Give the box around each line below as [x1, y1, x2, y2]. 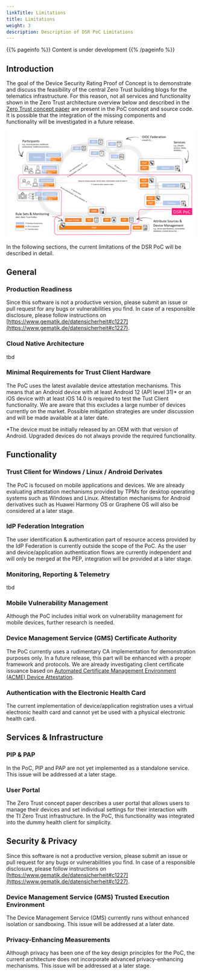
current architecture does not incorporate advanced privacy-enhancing [6, 956, 184, 963]
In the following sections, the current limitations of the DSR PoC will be [6, 243, 182, 250]
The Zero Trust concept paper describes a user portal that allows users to [6, 799, 190, 807]
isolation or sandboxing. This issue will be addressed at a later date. [6, 921, 175, 928]
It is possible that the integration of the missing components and [6, 112, 166, 119]
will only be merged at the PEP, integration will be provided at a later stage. [6, 555, 192, 562]
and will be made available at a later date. [6, 414, 110, 421]
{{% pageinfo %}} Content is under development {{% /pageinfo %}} [6, 46, 175, 54]
